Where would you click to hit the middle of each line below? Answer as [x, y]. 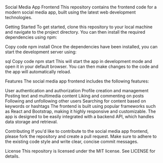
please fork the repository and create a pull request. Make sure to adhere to [81, 136]
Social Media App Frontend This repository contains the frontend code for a [81, 7]
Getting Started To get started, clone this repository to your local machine [79, 27]
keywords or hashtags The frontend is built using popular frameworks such [80, 106]
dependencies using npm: [31, 37]
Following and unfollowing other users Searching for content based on [76, 101]
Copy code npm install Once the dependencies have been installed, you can [81, 47]
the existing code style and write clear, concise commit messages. [72, 142]
